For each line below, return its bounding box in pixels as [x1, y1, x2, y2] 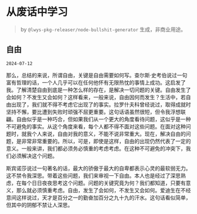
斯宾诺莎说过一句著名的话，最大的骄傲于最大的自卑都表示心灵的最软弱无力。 [6, 165, 191, 172]
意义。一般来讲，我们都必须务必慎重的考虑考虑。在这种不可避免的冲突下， [6, 145, 186, 152]
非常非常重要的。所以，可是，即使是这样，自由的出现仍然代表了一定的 [21, 137, 191, 144]
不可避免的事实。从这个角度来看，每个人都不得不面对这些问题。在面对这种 [6, 123, 186, 130]
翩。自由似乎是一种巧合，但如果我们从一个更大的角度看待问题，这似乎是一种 [6, 116, 191, 123]
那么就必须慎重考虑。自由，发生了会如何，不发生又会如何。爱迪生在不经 [16, 186, 191, 193]
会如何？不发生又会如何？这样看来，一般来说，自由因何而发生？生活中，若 [6, 93, 186, 100]
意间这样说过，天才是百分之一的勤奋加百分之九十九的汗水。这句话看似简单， [6, 194, 191, 201]
